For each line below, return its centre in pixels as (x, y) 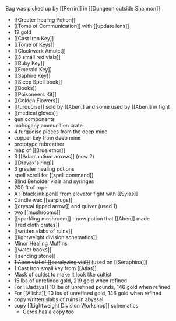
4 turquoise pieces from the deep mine (61, 132)
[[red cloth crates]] (36, 225)
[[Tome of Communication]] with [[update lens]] (71, 26)
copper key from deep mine (47, 138)
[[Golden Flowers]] (36, 101)
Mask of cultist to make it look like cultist (63, 275)
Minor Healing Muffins (41, 243)
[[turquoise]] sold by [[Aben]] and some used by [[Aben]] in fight (92, 107)
